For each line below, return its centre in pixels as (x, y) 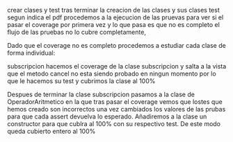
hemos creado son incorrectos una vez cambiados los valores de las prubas (116, 109)
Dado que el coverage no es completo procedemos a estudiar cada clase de (116, 45)
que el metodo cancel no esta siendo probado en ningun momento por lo (112, 73)
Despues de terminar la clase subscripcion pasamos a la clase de (101, 94)
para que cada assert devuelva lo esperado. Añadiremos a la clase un (107, 116)
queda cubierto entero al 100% (51, 131)
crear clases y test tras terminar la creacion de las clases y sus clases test (114, 10)
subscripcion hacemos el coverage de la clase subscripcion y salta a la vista (117, 66)
